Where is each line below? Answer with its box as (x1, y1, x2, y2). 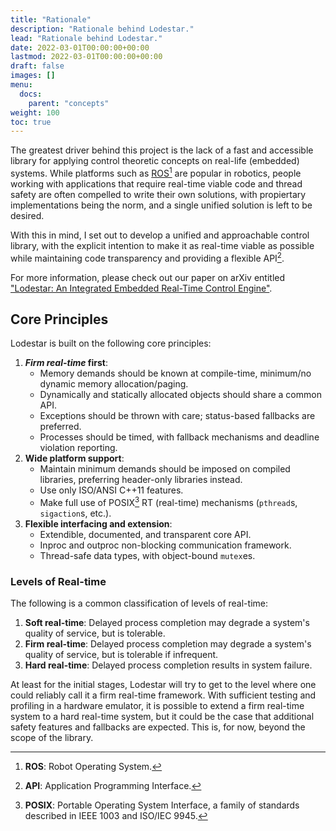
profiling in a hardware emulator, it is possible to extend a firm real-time (10, 700, 305, 712)
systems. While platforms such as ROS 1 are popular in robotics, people (10, 166, 302, 179)
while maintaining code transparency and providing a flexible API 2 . (10, 250, 285, 264)
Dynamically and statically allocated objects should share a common (39, 389, 322, 401)
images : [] (10, 71, 56, 81)
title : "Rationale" (10, 14, 92, 25)
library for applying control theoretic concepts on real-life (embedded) (10, 155, 300, 167)
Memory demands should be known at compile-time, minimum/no (39, 367, 312, 380)
